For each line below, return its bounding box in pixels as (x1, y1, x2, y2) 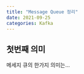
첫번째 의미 (6, 44, 46, 55)
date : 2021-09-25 (6, 15, 51, 21)
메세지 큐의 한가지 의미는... (6, 61, 71, 69)
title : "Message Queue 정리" (6, 8, 78, 15)
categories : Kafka (6, 20, 53, 26)
